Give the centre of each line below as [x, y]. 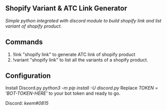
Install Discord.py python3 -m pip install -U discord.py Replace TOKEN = [82, 88]
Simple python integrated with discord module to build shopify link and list [83, 20]
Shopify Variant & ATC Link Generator [66, 8]
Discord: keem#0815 [27, 103]
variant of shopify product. [34, 26]
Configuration [28, 76]
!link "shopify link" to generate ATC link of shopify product [74, 54]
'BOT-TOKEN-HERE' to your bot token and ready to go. [63, 93]
